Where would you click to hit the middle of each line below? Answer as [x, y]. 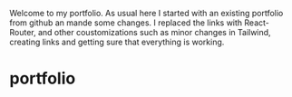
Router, [23, 32]
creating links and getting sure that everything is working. [117, 42]
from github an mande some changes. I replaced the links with [126, 23]
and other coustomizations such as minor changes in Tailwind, [154, 32]
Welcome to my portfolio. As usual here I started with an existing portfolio [146, 13]
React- [257, 23]
